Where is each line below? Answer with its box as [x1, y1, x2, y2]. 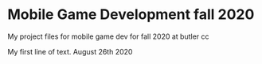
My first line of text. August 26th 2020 [7, 47, 133, 56]
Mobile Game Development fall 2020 [7, 6, 255, 24]
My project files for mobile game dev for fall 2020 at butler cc [7, 32, 209, 41]
